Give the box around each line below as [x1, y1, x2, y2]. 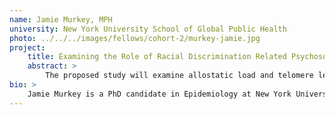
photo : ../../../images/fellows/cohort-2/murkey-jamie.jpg [9, 33, 261, 43]
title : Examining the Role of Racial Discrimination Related [27, 52, 287, 62]
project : [9, 42, 46, 53]
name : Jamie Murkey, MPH [9, 14, 113, 25]
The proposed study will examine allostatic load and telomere [45, 71, 314, 81]
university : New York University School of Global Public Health [9, 24, 287, 34]
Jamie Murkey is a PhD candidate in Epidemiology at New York [27, 89, 292, 99]
